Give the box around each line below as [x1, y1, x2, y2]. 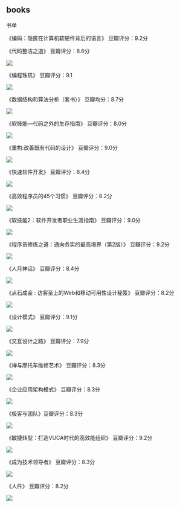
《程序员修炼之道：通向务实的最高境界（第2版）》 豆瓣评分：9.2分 [6, 241, 170, 248]
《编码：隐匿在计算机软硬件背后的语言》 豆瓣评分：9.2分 [6, 34, 148, 42]
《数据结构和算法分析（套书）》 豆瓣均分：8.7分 [6, 95, 124, 103]
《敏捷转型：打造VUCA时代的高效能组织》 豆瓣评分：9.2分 [6, 434, 153, 441]
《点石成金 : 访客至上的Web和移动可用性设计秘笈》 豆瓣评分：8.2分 [6, 289, 175, 296]
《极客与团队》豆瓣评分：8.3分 [6, 410, 83, 417]
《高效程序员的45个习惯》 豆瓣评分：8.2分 [6, 192, 113, 199]
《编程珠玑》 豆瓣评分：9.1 [6, 71, 72, 79]
